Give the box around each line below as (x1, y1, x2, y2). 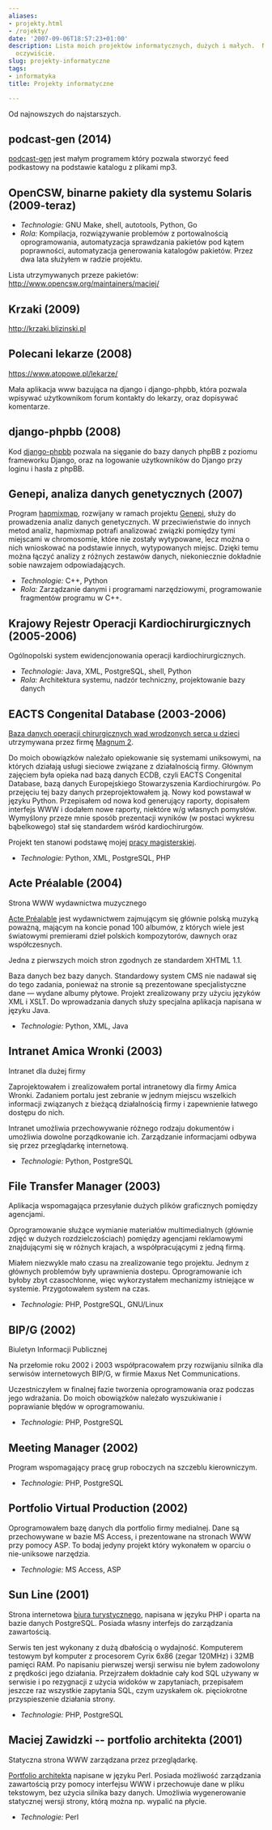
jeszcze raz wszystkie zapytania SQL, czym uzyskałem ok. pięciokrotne (8, 1685, 249, 1695)
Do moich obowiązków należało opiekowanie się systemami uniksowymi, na (8, 753, 261, 762)
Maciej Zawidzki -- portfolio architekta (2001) (8, 1734, 243, 1747)
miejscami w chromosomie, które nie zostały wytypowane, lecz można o (8, 534, 250, 544)
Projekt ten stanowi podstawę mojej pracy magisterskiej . (8, 837, 197, 847)
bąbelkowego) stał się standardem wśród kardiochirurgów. (8, 822, 204, 831)
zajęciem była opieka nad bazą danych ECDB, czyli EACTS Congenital (8, 770, 242, 780)
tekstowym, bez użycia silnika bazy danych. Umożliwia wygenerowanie (8, 1787, 247, 1798)
